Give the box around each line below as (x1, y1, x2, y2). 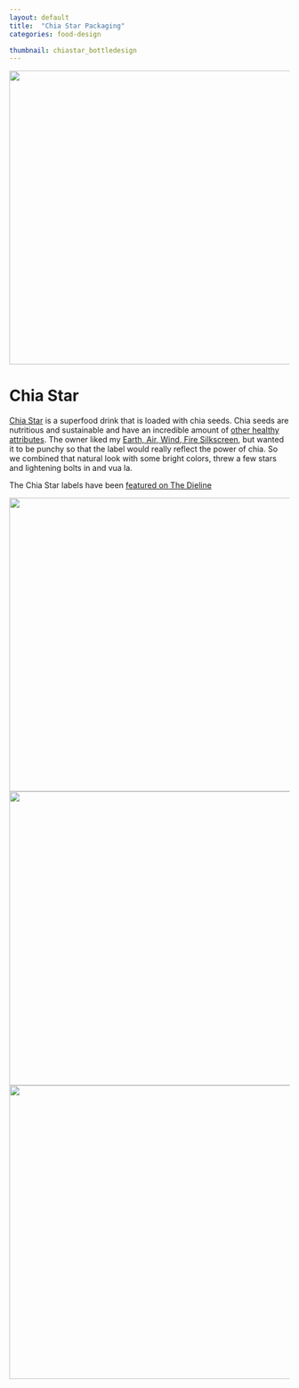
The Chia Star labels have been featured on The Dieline (9, 480, 212, 491)
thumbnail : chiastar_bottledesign (9, 45, 138, 54)
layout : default (9, 12, 69, 22)
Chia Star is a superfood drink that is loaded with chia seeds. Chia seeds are (9, 416, 289, 426)
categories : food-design (9, 29, 101, 38)
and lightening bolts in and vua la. (9, 463, 133, 474)
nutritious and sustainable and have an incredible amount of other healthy (9, 425, 280, 435)
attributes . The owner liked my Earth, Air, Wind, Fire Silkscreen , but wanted (9, 434, 285, 445)
